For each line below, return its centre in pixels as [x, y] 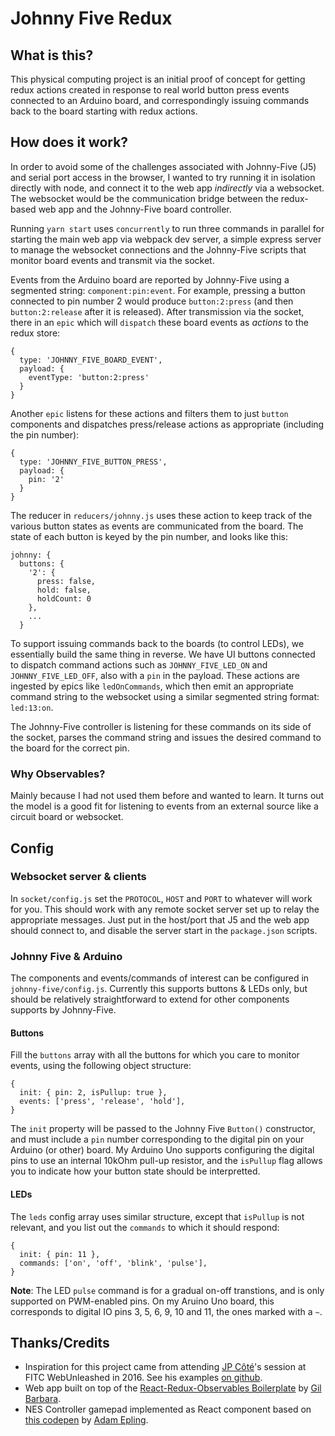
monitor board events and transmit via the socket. [112, 260]
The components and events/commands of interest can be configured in [160, 978]
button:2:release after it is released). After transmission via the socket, [157, 311]
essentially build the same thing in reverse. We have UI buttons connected [163, 654]
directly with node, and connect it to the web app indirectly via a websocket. [167, 188]
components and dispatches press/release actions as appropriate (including [167, 424]
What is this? [52, 55]
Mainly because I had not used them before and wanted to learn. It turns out [167, 796]
